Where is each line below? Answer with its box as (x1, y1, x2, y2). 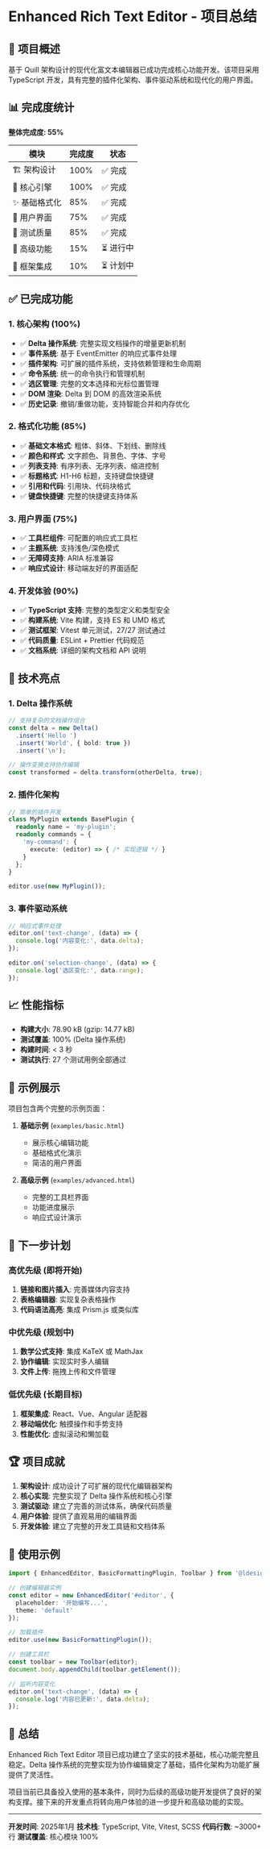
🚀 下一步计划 (8, 1239, 71, 1252)
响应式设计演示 (31, 1213, 82, 1222)
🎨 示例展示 (8, 1081, 60, 1094)
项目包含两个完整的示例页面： (8, 1104, 107, 1114)
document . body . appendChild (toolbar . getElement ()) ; (8, 1665, 182, 1673)
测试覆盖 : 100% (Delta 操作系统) (19, 1035, 126, 1044)
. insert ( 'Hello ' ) (15, 731, 78, 739)
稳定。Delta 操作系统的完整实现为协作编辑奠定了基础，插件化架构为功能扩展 (8, 1759, 260, 1770)
